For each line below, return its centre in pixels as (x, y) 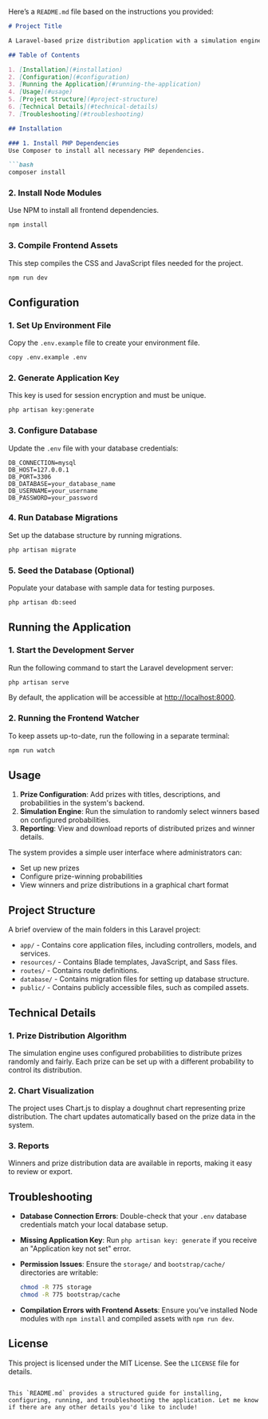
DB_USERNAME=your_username (53, 491)
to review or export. (41, 1172)
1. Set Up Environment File (60, 325)
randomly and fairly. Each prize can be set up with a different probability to (131, 1061)
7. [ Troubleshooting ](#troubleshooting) (77, 114)
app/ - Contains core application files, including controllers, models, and (138, 945)
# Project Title (35, 26)
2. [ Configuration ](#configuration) (69, 77)
